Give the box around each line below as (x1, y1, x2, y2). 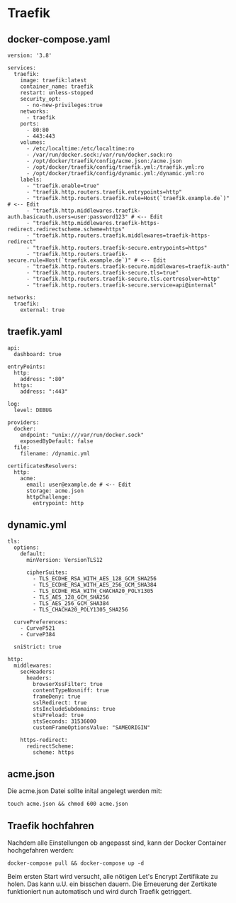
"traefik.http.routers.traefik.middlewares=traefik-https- (33, 232, 211, 239)
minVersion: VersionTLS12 (26, 556, 103, 563)
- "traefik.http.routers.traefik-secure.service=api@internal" (26, 282, 218, 289)
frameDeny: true (33, 693, 81, 700)
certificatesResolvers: (7, 462, 78, 470)
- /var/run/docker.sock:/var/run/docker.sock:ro (26, 151, 173, 158)
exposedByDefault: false (20, 438, 94, 445)
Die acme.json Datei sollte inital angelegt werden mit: (7, 787, 162, 795)
